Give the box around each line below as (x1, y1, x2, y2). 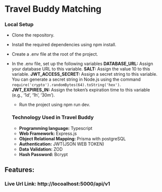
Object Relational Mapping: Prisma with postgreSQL (19, 135, 126, 141)
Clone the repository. (11, 32, 54, 38)
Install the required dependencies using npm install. (11, 42, 116, 48)
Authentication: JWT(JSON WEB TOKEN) (19, 141, 105, 147)
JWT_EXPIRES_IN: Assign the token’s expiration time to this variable (11, 87, 150, 93)
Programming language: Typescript (19, 125, 93, 131)
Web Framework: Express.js (19, 130, 77, 136)
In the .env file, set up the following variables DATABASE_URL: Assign (11, 61, 153, 67)
